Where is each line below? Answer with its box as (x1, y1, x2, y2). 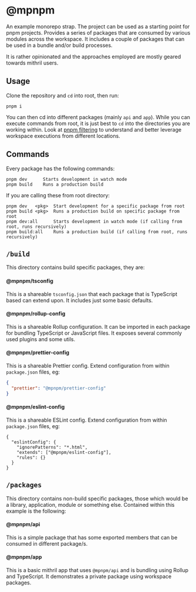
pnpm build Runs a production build (6, 181, 104, 187)
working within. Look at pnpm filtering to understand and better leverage (6, 126, 182, 133)
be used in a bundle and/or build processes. (6, 42, 113, 49)
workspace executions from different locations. (6, 132, 120, 139)
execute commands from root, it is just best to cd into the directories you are (6, 120, 191, 127)
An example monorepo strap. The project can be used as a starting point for (6, 23, 190, 30)
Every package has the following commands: (6, 165, 115, 172)
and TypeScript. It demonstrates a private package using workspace (6, 573, 172, 580)
